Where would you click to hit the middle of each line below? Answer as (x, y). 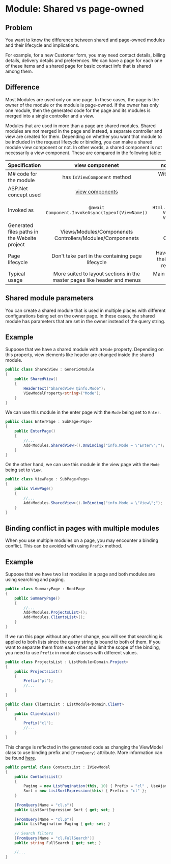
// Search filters (34, 833)
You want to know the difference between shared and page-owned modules (85, 40)
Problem (19, 28)
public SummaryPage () (37, 598)
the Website (22, 238)
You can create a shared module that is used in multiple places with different (85, 310)
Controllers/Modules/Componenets (96, 238)
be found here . (21, 758)
